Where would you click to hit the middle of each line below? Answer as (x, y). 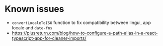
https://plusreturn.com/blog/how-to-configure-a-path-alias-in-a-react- (85, 33)
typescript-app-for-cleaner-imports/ (49, 38)
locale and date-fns (32, 27)
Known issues (34, 9)
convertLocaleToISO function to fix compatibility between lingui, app (81, 23)
